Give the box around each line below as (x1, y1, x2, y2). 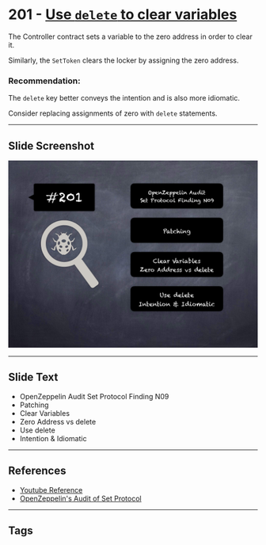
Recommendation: (8, 75, 81, 86)
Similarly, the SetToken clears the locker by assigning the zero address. (8, 55, 239, 65)
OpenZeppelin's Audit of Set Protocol (19, 494, 142, 503)
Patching (19, 400, 49, 410)
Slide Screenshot (8, 139, 95, 152)
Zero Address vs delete (19, 417, 97, 426)
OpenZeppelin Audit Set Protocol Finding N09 (19, 391, 169, 401)
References (8, 464, 66, 478)
